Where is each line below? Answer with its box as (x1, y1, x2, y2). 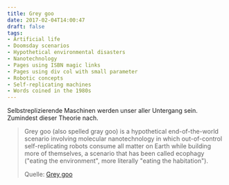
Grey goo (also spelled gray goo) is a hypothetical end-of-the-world (24, 127, 219, 136)
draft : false (7, 23, 45, 30)
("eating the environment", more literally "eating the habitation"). (24, 157, 208, 165)
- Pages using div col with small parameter (7, 68, 138, 75)
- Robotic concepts (7, 74, 64, 82)
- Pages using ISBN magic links (7, 62, 101, 69)
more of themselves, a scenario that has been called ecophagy (24, 150, 205, 158)
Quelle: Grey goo (24, 170, 73, 179)
